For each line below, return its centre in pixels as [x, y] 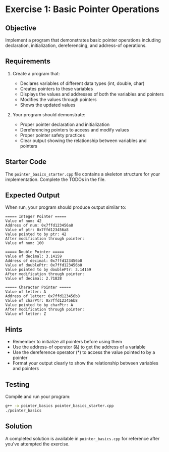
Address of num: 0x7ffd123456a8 [39, 225]
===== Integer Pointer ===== [36, 217]
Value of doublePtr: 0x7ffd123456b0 [44, 265]
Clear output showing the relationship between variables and [83, 141]
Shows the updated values [48, 105]
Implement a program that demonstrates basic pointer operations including [83, 40]
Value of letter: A [26, 292]
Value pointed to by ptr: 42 [36, 234]
